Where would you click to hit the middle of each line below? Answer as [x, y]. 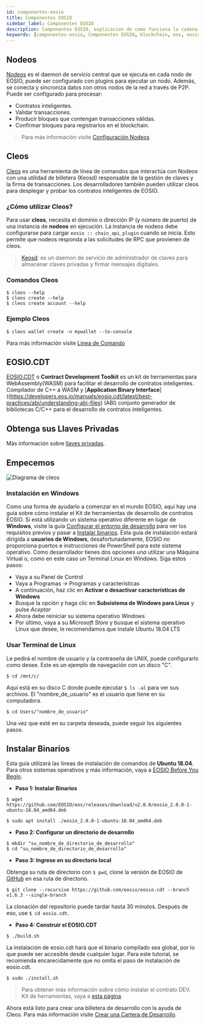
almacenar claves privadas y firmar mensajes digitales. [90, 265]
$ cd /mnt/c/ [23, 676]
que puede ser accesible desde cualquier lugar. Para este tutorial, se [92, 954]
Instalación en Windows [43, 493]
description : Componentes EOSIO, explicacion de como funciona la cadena [102, 29]
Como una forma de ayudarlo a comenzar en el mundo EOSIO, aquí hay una [101, 506]
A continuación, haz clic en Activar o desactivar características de [100, 590]
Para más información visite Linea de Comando [66, 343]
